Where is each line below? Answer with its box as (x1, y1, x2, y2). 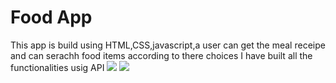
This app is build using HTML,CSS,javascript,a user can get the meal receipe (10, 39, 326, 51)
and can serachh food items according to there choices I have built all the (10, 49, 313, 61)
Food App (10, 6, 93, 29)
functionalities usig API (10, 61, 105, 73)
